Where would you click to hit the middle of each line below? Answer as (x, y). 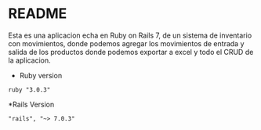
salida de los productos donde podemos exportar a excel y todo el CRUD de (131, 52)
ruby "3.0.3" (29, 90)
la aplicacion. (29, 60)
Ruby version (41, 75)
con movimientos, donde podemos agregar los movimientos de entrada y (126, 43)
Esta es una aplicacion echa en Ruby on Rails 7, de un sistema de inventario (130, 35)
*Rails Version (31, 104)
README (38, 14)
